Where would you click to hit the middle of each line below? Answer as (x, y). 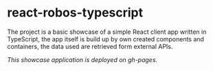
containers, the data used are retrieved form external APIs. (90, 46)
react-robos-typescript (75, 13)
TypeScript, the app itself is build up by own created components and (106, 39)
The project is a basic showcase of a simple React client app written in (107, 32)
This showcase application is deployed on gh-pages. (82, 59)
